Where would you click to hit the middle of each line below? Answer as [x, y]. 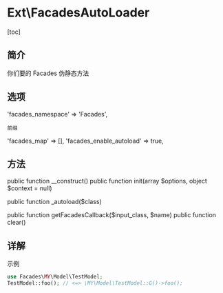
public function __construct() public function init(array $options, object [107, 181]
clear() [17, 223]
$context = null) [30, 188]
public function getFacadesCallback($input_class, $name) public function [112, 215]
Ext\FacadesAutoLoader [78, 13]
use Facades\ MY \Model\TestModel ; [55, 277]
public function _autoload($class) [54, 202]
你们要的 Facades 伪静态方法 [48, 73]
